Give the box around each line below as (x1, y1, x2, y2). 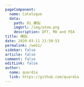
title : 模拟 (5, 34, 28, 39)
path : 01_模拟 (14, 20, 41, 26)
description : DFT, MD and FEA (14, 29, 75, 34)
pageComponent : (5, 7, 36, 12)
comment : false (5, 57, 36, 61)
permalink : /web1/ (5, 43, 42, 48)
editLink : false (5, 61, 38, 66)
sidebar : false (5, 47, 36, 52)
